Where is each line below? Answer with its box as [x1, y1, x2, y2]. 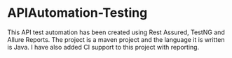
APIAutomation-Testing [7, 5, 148, 21]
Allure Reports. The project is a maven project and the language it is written [7, 35, 225, 43]
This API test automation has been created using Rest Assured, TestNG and [7, 28, 226, 36]
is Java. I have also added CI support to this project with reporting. [7, 43, 200, 51]
